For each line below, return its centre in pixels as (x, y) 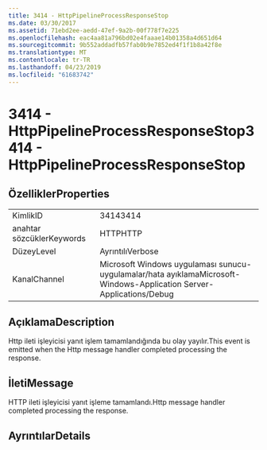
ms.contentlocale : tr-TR (49, 60)
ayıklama (183, 273)
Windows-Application (141, 284)
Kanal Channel (39, 279)
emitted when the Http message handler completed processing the (118, 350)
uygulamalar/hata (132, 273)
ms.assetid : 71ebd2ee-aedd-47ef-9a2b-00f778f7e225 (94, 30)
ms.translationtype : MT (48, 52)
